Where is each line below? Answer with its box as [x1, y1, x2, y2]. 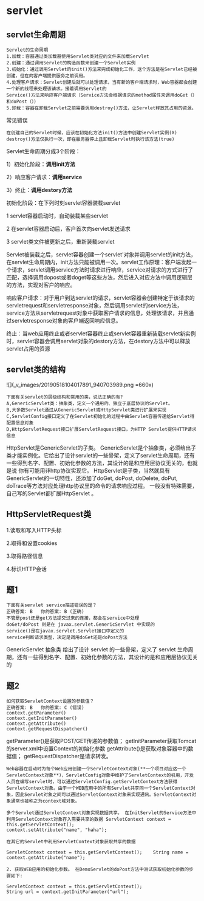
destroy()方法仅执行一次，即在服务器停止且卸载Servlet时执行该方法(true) [6, 136, 175, 142]
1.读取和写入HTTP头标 [6, 526, 62, 533]
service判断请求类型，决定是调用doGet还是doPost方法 [6, 634, 128, 641]
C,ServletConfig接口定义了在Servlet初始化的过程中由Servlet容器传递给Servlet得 [6, 413, 195, 419]
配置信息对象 [6, 420, 34, 426]
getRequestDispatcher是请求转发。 [23, 753, 112, 760]
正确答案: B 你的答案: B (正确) [6, 609, 84, 615]
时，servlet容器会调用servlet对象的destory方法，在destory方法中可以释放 [6, 338, 191, 344]
